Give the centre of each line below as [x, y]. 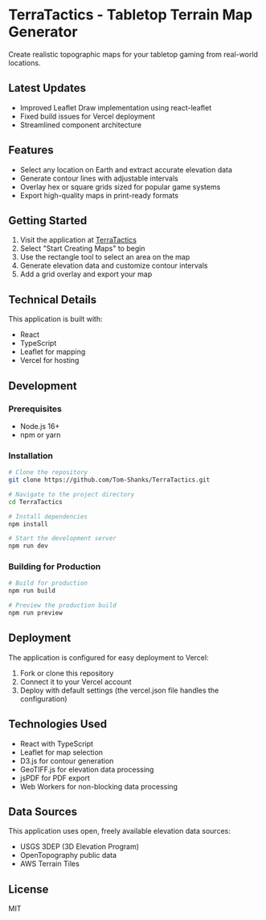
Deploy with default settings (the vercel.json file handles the [119, 690]
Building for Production [55, 567]
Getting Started [48, 221]
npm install [28, 524]
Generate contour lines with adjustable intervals [99, 178]
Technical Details [53, 300]
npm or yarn [40, 435]
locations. [25, 63]
